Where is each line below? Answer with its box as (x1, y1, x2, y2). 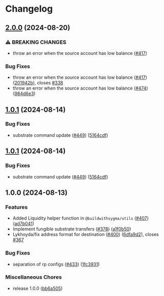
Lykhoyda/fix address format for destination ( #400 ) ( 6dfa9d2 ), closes (12, 231, 159, 238)
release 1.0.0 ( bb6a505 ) (12, 285, 63, 291)
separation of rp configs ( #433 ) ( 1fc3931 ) (12, 261, 100, 267)
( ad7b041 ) (12, 221, 35, 227)
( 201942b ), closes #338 (12, 80, 64, 86)
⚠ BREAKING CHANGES (5, 39, 67, 46)
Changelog (5, 3, 53, 15)
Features (5, 203, 28, 211)
